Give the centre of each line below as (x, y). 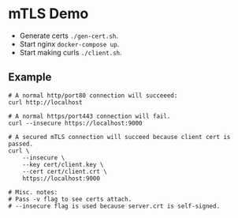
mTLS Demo (48, 14)
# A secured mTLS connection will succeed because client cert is (119, 137)
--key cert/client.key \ (63, 164)
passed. (21, 144)
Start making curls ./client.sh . (71, 52)
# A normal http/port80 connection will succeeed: (93, 96)
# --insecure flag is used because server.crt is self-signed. (114, 206)
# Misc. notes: (33, 192)
